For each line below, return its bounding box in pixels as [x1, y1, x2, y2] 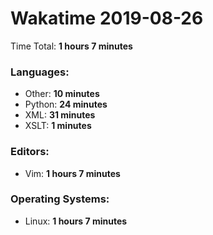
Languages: [10, 65, 70, 79]
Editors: [10, 145, 50, 159]
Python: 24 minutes [24, 98, 108, 111]
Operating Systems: [10, 192, 110, 206]
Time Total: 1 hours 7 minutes [10, 40, 133, 52]
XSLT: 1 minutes [24, 120, 92, 132]
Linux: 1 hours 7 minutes [24, 215, 128, 227]
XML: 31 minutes [24, 109, 96, 121]
